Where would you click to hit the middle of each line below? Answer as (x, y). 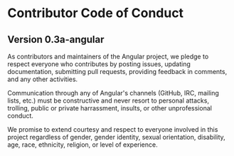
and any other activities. (43, 79)
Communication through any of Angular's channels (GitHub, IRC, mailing (113, 93)
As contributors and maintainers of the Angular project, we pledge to (108, 56)
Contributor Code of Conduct (95, 13)
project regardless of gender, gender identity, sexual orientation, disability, (116, 137)
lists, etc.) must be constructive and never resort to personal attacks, (108, 100)
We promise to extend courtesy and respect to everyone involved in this (113, 129)
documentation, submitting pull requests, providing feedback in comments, (117, 72)
